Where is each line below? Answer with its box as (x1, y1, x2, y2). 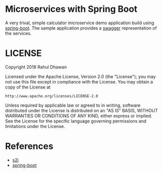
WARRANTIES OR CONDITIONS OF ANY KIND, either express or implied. (5, 113, 152, 119)
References (5, 141, 53, 152)
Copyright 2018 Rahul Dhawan (5, 64, 67, 70)
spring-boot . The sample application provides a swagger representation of (5, 25, 157, 31)
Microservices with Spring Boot (5, 3, 137, 15)
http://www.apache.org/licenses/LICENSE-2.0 (5, 93, 98, 98)
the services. (5, 30, 32, 36)
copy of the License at (5, 84, 51, 90)
